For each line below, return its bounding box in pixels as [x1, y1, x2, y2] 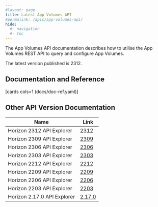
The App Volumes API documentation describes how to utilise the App [5, 45, 153, 51]
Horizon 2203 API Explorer [8, 185, 72, 192]
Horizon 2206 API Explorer [8, 176, 72, 184]
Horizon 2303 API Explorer [8, 152, 72, 159]
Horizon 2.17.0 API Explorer [8, 193, 75, 200]
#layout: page [5, 7, 36, 13]
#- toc [10, 31, 24, 36]
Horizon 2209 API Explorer [8, 168, 72, 175]
